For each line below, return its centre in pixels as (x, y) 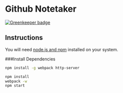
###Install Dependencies (30, 59)
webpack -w (16, 81)
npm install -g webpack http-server (42, 68)
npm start (15, 86)
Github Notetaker (41, 9)
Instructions (24, 38)
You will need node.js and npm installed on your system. (62, 49)
